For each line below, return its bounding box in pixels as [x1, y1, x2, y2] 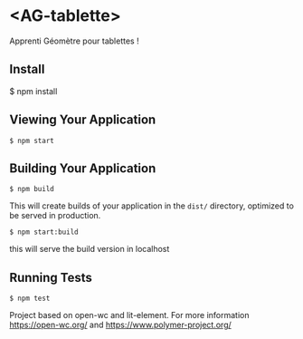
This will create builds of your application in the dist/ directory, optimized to [9, 200, 294, 211]
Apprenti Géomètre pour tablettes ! [9, 35, 139, 46]
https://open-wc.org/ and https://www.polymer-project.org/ [9, 319, 232, 331]
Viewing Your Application [9, 112, 156, 128]
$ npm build [9, 185, 54, 194]
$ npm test [9, 294, 51, 304]
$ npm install [9, 85, 58, 96]
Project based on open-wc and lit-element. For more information [9, 310, 250, 321]
